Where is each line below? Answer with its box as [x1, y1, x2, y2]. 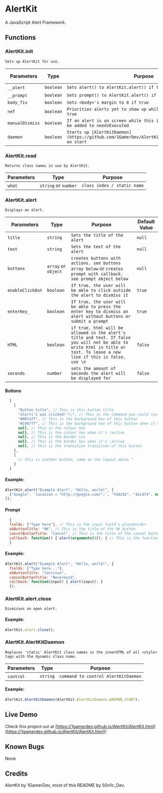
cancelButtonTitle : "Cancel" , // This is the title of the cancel [9, 531, 147, 536]
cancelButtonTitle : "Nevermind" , [9, 575, 77, 580]
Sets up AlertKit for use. [5, 59, 60, 64]
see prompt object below [71, 276, 129, 282]
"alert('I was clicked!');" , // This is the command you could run [17, 412, 158, 417]
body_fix [7, 99, 28, 105]
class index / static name [81, 183, 144, 188]
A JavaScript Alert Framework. [5, 19, 66, 25]
